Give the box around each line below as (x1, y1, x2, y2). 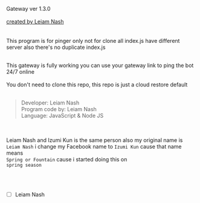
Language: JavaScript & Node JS (21, 112, 104, 119)
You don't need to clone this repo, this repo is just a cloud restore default (6, 81, 188, 88)
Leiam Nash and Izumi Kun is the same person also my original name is (6, 137, 183, 144)
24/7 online (6, 68, 35, 75)
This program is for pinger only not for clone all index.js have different (6, 37, 180, 44)
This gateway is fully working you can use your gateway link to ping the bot (6, 62, 194, 69)
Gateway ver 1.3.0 (6, 5, 51, 12)
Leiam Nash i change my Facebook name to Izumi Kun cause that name (6, 143, 182, 150)
